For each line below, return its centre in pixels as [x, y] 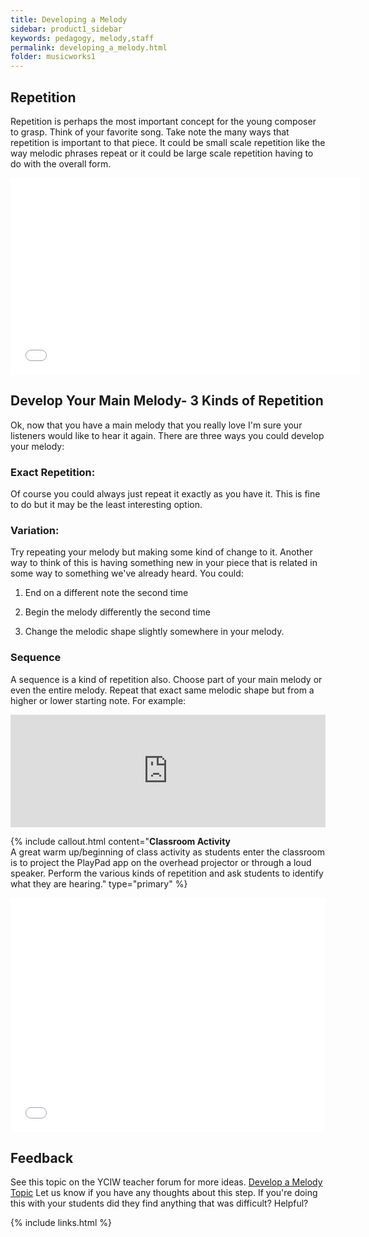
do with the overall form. [61, 163]
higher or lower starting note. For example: [98, 700]
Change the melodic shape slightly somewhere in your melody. [154, 632]
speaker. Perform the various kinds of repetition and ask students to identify [167, 873]
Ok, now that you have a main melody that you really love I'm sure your [156, 425]
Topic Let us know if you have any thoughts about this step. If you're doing [164, 1193]
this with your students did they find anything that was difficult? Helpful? [159, 1203]
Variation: [35, 530]
